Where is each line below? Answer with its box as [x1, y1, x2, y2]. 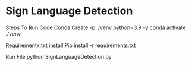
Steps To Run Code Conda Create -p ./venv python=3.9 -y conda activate [5, 24, 186, 31]
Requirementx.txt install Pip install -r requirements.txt [5, 42, 136, 49]
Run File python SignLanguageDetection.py [5, 53, 112, 60]
